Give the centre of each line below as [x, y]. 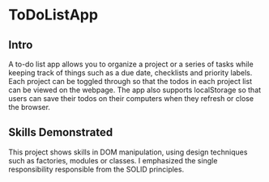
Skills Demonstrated [61, 132]
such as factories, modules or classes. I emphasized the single [113, 160]
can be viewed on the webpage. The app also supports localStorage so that [135, 90]
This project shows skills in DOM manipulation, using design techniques [128, 152]
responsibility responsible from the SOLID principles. [96, 169]
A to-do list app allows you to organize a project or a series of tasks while [131, 64]
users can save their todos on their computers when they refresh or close [131, 98]
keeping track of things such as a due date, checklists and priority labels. [130, 73]
